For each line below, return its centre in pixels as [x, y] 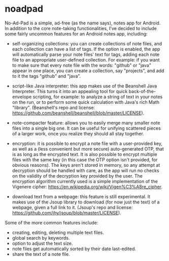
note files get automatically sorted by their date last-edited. [74, 249]
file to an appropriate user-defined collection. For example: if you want [86, 60]
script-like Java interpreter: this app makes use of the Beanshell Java [84, 86]
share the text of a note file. [41, 254]
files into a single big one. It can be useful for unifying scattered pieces [86, 128]
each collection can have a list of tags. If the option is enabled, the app [86, 49]
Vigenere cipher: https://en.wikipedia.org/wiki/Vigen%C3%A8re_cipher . [87, 187]
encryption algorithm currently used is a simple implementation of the [85, 181]
